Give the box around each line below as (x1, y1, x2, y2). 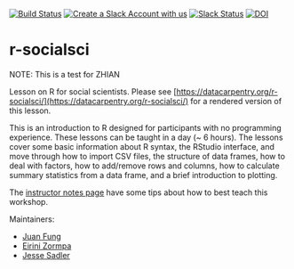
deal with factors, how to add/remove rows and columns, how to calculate (9, 160, 280, 171)
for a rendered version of (190, 95, 282, 106)
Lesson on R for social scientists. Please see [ (9, 86, 177, 97)
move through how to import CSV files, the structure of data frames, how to (9, 151, 286, 161)
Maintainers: (9, 214, 55, 224)
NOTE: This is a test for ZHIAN (9, 69, 120, 79)
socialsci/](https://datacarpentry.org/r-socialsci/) (9, 95, 189, 106)
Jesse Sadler (21, 249, 71, 260)
